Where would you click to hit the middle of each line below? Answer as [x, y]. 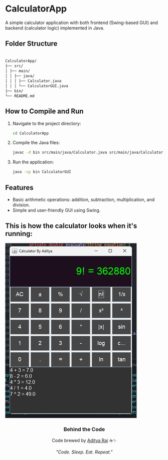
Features [19, 188]
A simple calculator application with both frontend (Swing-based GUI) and [81, 23]
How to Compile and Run [44, 111]
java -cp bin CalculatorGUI [42, 172]
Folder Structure [31, 44]
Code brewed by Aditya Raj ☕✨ [84, 440]
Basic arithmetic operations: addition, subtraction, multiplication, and [83, 199]
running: [19, 234]
